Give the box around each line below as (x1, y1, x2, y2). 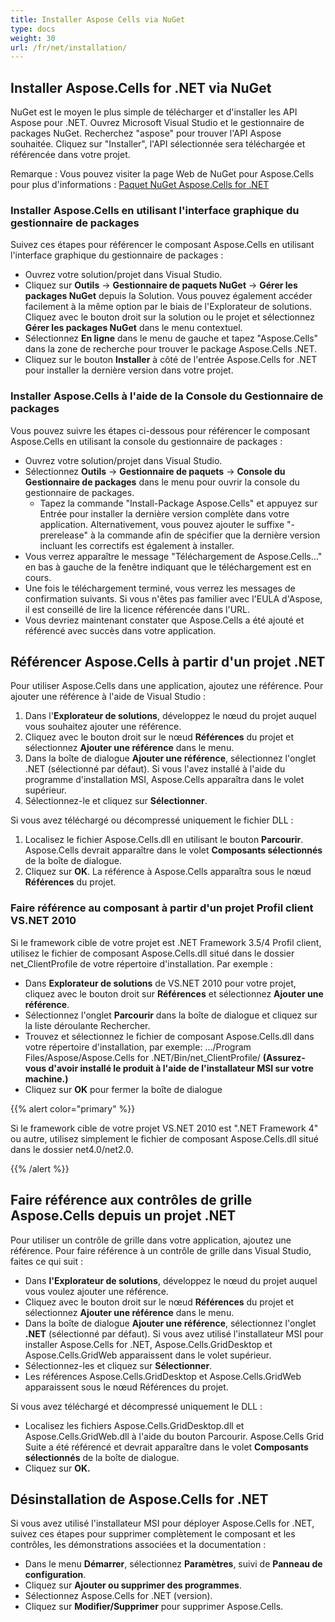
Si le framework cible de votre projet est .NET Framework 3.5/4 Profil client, (10, 936, 322, 948)
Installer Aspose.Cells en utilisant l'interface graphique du (10, 203, 300, 217)
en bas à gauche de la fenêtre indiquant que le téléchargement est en (24, 561, 312, 573)
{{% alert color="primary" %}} (10, 1102, 136, 1115)
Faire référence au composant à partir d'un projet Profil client (10, 901, 314, 915)
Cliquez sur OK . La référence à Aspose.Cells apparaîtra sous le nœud (24, 866, 312, 878)
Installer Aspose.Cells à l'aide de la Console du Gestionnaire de (10, 389, 324, 403)
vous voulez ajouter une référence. (24, 1285, 169, 1297)
